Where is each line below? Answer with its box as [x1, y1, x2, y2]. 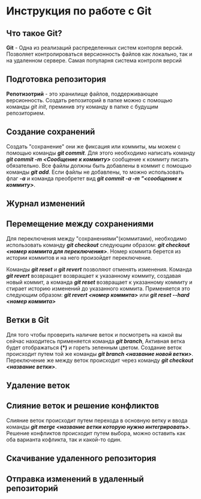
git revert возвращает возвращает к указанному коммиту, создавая [6, 272, 181, 279]
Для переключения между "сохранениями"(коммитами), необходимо [6, 234, 187, 242]
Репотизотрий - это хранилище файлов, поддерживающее [6, 90, 158, 97]
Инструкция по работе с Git [6, 4, 152, 18]
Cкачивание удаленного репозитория [6, 453, 157, 464]
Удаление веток [6, 381, 70, 391]
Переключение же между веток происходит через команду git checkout [6, 357, 194, 364]
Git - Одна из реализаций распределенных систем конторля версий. [6, 44, 184, 51]
